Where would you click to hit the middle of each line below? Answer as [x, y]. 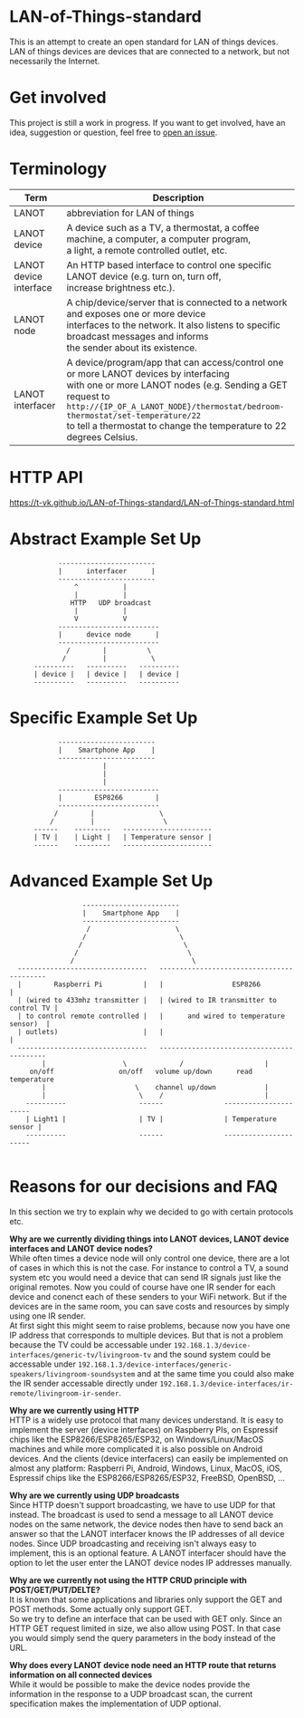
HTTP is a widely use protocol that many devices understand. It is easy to [147, 1420]
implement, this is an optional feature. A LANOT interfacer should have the [148, 1553]
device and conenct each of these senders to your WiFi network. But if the [148, 1296]
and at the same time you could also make [216, 1373]
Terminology [58, 169]
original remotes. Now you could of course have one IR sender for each [142, 1287]
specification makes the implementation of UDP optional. [115, 1704]
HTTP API [46, 477]
